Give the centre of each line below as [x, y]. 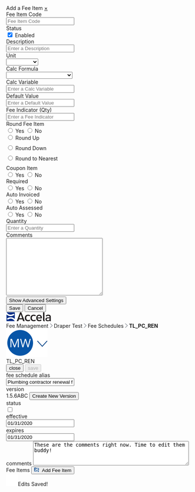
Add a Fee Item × [27, 8]
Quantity [16, 221]
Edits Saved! [33, 484]
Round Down [31, 148]
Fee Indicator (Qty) [29, 110]
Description [20, 41]
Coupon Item [22, 168]
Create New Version [54, 396]
